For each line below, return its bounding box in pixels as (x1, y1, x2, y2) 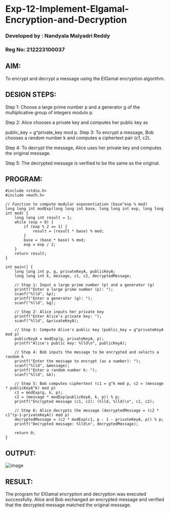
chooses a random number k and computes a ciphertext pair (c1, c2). (5, 134, 151, 141)
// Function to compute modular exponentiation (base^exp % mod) (5, 202, 147, 207)
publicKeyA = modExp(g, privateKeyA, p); (14, 336, 104, 341)
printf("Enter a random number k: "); (14, 367, 97, 373)
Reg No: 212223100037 (5, 46, 65, 53)
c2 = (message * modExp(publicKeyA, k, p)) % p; (14, 395, 120, 400)
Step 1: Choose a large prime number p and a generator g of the (5, 104, 140, 110)
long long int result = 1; (14, 215, 72, 220)
